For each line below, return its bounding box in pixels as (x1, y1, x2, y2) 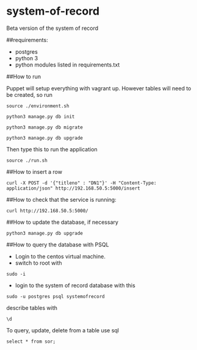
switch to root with (15, 259, 62, 266)
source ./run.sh (6, 157, 48, 163)
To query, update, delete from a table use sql (6, 326, 119, 334)
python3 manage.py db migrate (6, 124, 84, 130)
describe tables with (6, 304, 58, 312)
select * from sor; (6, 338, 56, 345)
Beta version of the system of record (6, 24, 99, 32)
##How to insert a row (6, 168, 63, 175)
